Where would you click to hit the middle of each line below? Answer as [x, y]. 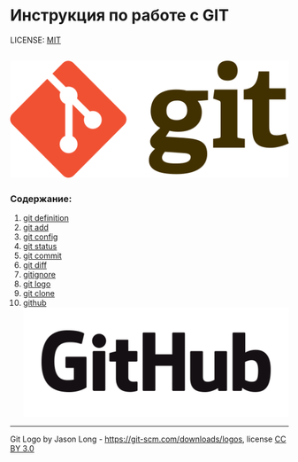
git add [36, 228]
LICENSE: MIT [35, 40]
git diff [35, 265]
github [34, 303]
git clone [39, 294]
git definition [46, 218]
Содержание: [41, 199]
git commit [42, 256]
